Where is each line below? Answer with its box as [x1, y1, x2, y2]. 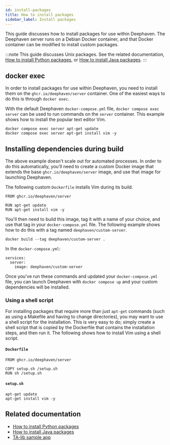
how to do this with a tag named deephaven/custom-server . [5, 227, 127, 233]
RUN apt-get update [5, 203, 47, 208]
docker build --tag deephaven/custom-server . [5, 237, 106, 242]
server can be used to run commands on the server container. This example [5, 111, 165, 117]
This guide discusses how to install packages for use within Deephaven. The [5, 31, 165, 37]
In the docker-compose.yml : [5, 246, 61, 251]
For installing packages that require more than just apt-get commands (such [5, 308, 165, 314]
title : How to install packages [5, 12, 74, 17]
